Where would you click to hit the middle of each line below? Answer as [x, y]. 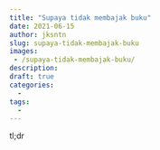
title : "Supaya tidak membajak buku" [80, 18]
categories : [32, 85]
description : [34, 69]
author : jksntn [38, 34]
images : [24, 52]
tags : [19, 102]
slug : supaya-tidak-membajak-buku [75, 43]
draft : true [32, 77]
